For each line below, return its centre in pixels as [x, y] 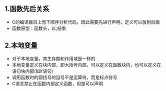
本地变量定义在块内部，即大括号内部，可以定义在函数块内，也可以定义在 [86, 64]
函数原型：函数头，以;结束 [39, 28]
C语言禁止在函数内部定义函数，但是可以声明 [57, 83]
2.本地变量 [21, 46]
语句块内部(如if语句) [32, 71]
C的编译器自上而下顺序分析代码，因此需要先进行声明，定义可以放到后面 [86, 22]
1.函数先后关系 [27, 9]
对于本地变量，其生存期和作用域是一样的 [53, 58]
